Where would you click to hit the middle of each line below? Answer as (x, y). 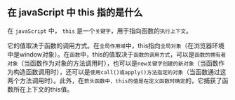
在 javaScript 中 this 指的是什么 (75, 13)
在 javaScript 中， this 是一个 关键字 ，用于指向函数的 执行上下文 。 (100, 31)
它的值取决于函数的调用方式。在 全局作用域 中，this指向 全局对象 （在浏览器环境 (116, 45)
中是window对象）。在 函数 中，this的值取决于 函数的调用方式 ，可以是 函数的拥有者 (117, 54)
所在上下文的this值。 (43, 89)
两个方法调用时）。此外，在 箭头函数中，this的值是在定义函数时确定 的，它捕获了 (115, 80)
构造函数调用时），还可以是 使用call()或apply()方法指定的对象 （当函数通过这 (120, 71)
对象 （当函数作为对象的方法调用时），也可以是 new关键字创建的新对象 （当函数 (113, 63)
